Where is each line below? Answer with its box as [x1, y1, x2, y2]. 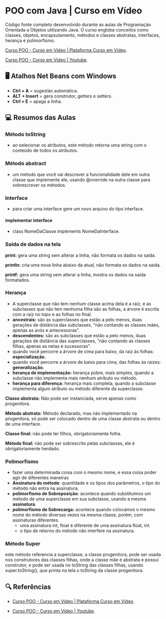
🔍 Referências [5, 583, 51, 591]
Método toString [5, 131, 46, 138]
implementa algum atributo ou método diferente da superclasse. [12, 385, 144, 392]
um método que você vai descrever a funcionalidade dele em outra [12, 171, 150, 177]
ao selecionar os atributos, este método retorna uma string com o [12, 142, 147, 148]
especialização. [12, 354, 46, 360]
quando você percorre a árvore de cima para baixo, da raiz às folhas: [12, 348, 154, 354]
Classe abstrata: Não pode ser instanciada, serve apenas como [5, 395, 137, 401]
